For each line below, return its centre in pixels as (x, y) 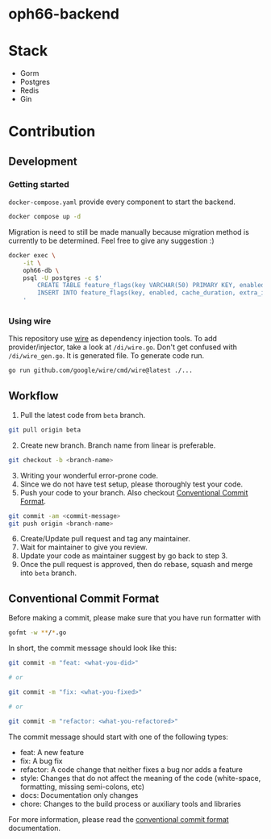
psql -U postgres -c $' (63, 278)
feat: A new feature (52, 752)
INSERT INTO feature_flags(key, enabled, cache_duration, (137, 293)
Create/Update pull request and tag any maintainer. (105, 539)
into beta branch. (48, 573)
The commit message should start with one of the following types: (118, 737)
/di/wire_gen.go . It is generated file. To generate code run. (106, 356)
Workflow (33, 396)
